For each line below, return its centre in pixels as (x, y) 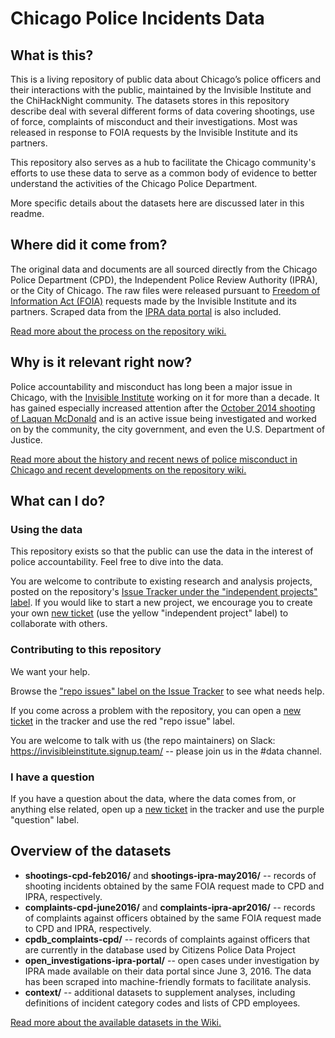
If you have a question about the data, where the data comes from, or (153, 798)
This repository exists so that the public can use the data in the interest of (162, 551)
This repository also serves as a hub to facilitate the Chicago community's (163, 162)
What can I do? (58, 501)
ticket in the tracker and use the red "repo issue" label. (123, 721)
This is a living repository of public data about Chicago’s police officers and (165, 79)
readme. (27, 213)
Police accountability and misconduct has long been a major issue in (151, 386)
